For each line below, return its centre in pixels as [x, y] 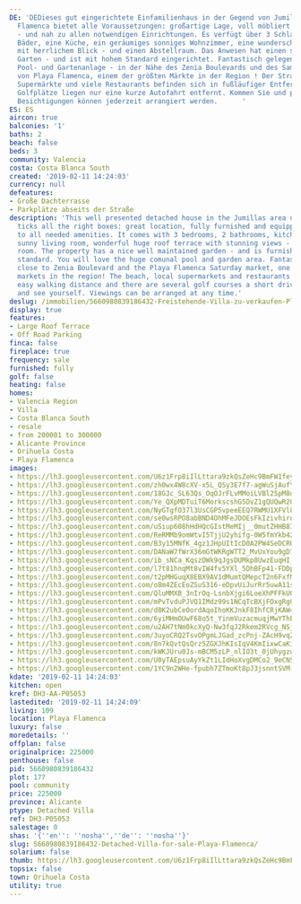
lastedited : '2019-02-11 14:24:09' [76, 702]
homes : [21, 393]
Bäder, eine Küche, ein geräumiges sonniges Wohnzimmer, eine [136, 43]
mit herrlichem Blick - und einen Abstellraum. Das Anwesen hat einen [152, 51]
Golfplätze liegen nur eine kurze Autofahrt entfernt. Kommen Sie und [152, 92]
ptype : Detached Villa [52, 811]
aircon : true [34, 118]
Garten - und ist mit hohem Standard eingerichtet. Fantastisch [140, 59]
